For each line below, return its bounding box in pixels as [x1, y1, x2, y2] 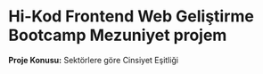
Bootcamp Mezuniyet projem [8, 25, 227, 45]
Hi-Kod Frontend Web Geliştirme [8, 6, 255, 27]
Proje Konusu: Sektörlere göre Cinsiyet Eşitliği [8, 54, 179, 65]
